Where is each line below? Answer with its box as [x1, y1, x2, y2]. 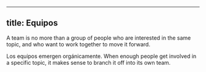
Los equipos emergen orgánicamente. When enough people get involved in [6, 52, 197, 60]
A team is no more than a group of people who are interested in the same [6, 34, 191, 41]
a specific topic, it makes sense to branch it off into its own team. [6, 59, 171, 66]
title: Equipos [6, 18, 58, 28]
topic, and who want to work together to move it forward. [6, 40, 151, 48]
